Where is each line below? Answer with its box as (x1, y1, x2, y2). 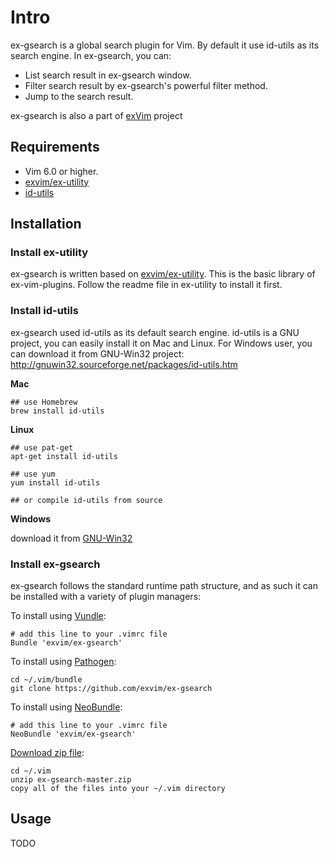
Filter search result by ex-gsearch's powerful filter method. (24, 79, 268, 91)
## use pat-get (10, 442, 74, 453)
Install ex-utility (10, 246, 89, 260)
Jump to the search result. (24, 90, 134, 102)
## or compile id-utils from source (10, 495, 163, 505)
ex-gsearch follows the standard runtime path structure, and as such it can (10, 580, 318, 592)
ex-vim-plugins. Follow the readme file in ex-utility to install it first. (10, 279, 283, 291)
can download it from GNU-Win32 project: (10, 347, 185, 360)
